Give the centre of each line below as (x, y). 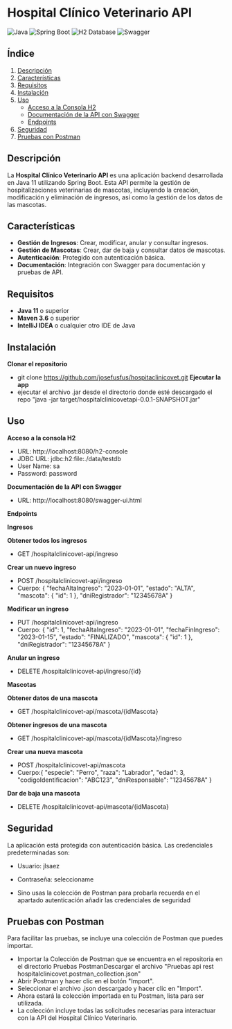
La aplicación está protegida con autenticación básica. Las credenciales (110, 845)
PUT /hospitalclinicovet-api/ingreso (68, 622)
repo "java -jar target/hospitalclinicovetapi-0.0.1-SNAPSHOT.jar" (109, 399)
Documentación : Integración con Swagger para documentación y (111, 265)
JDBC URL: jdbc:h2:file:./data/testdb (69, 458)
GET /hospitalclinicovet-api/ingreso (68, 554)
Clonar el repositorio (37, 364)
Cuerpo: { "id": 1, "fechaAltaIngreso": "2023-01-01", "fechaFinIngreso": (118, 629)
